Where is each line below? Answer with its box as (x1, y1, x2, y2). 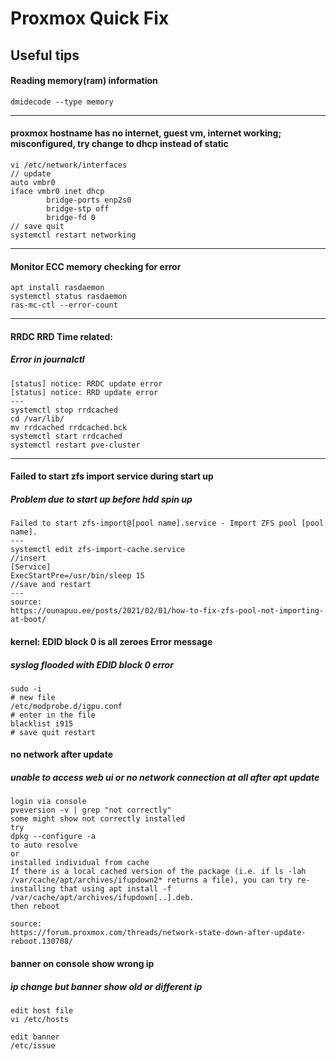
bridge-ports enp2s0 (46, 195, 132, 205)
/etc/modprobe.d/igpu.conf (10, 701, 123, 711)
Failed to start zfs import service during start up (10, 470, 214, 482)
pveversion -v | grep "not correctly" (10, 805, 172, 816)
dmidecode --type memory (10, 97, 114, 107)
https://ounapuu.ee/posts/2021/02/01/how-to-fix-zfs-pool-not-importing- (10, 606, 325, 616)
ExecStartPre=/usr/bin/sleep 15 (10, 571, 145, 581)
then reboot (10, 902, 60, 912)
